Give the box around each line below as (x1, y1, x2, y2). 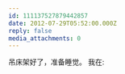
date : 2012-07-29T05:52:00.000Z (8, 19, 117, 27)
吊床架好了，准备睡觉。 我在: (8, 57, 105, 67)
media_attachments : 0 (8, 34, 81, 43)
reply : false (8, 27, 52, 35)
